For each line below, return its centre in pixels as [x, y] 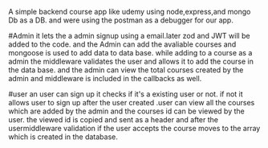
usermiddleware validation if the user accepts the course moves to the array [134, 128]
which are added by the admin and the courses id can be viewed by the [126, 111]
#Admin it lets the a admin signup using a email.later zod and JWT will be [129, 36]
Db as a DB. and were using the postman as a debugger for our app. [121, 20]
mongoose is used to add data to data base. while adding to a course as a [130, 53]
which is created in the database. [63, 137]
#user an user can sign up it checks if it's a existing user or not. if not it [126, 94]
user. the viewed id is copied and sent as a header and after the [114, 119]
